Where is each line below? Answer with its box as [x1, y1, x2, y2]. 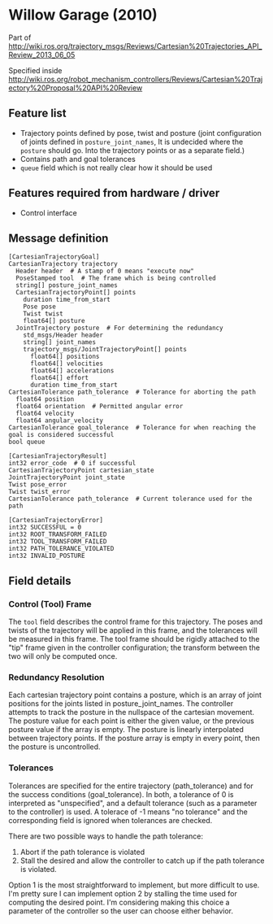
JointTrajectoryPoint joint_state [8, 473, 126, 482]
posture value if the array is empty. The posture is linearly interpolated [8, 725, 244, 734]
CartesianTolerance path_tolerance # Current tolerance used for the [8, 495, 253, 503]
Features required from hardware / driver [8, 186, 220, 200]
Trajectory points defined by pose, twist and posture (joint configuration [19, 128, 262, 137]
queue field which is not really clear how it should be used [19, 163, 213, 172]
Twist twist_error [8, 488, 71, 496]
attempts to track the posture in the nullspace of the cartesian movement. [8, 708, 254, 717]
